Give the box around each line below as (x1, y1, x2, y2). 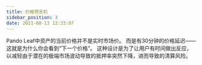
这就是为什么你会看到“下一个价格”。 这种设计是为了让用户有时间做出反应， (6, 45, 192, 52)
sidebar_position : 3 (6, 14, 58, 20)
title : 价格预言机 (6, 8, 48, 15)
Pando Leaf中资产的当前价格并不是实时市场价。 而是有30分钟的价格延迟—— (6, 37, 196, 45)
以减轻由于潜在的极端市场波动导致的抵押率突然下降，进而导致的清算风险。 (6, 52, 191, 60)
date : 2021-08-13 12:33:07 (6, 20, 74, 26)
